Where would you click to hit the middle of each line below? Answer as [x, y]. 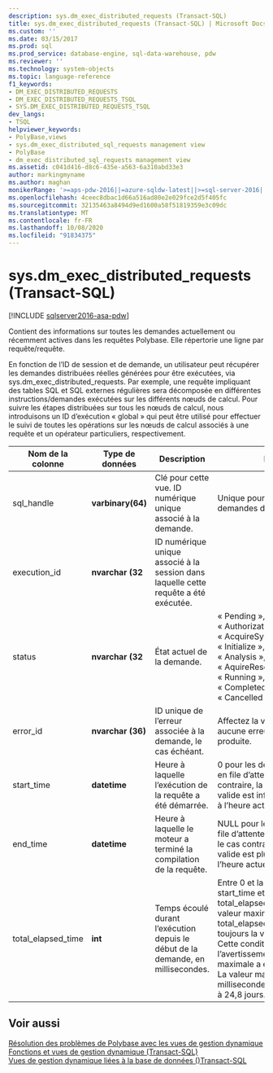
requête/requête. [37, 348]
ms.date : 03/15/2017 [43, 39]
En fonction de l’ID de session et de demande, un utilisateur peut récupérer [134, 364]
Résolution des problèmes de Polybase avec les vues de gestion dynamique [136, 1043]
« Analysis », [242, 656]
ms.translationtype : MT [49, 212]
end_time [30, 843]
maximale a [239, 964]
